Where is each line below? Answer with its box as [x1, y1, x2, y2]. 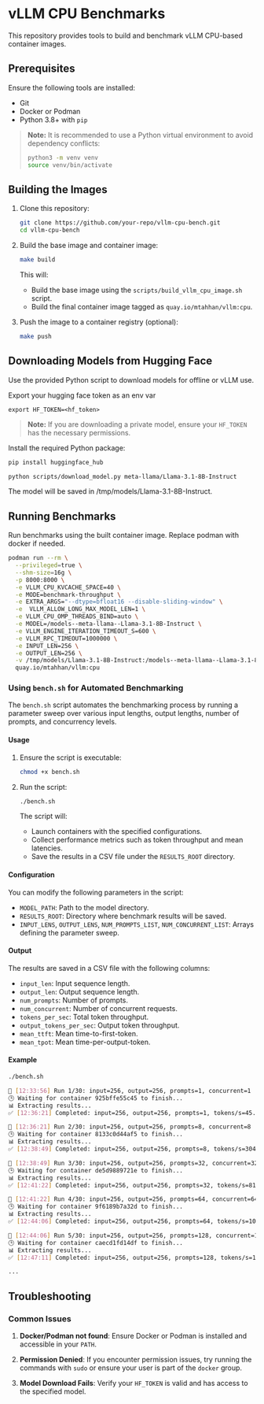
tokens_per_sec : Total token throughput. [19, 1012, 149, 1021]
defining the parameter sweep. [19, 928, 119, 937]
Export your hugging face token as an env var [8, 391, 156, 400]
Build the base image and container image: [19, 241, 159, 250]
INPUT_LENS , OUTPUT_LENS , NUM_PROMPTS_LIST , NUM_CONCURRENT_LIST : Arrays [19, 919, 254, 929]
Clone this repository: [19, 204, 90, 213]
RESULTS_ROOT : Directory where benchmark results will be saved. [19, 911, 226, 921]
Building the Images [8, 183, 108, 196]
